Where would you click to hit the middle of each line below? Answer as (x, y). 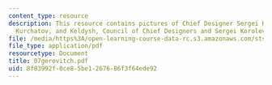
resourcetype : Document (49, 53)
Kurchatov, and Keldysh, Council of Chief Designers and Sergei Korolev (141, 31)
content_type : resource (49, 16)
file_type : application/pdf (56, 46)
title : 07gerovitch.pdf (49, 62)
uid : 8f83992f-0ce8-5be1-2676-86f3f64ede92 (83, 69)
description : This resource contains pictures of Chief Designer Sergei (134, 23)
